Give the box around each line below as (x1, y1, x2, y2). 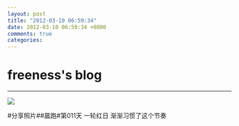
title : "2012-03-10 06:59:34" (7, 17, 97, 24)
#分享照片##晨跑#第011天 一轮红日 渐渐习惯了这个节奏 (7, 111, 167, 120)
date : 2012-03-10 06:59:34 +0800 (7, 23, 107, 30)
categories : (7, 37, 43, 44)
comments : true (7, 30, 53, 38)
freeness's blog (7, 67, 102, 84)
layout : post (7, 10, 46, 18)
